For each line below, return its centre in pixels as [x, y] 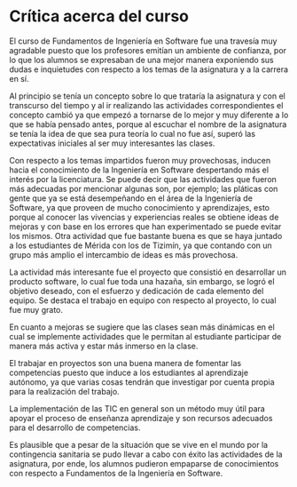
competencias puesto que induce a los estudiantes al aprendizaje [129, 372]
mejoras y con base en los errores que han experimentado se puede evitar [145, 226]
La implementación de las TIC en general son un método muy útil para [137, 408]
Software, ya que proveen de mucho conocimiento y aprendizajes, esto [140, 207]
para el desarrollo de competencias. [75, 427]
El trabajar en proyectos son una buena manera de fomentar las [125, 363]
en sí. [19, 78]
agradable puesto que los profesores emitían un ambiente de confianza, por [148, 50]
